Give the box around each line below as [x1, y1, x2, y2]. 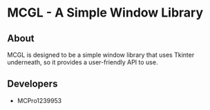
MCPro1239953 [17, 96, 62, 104]
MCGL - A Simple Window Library [7, 5, 204, 21]
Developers [7, 78, 58, 90]
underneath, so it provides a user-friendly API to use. [7, 58, 158, 66]
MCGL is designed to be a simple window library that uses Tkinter [7, 51, 195, 59]
